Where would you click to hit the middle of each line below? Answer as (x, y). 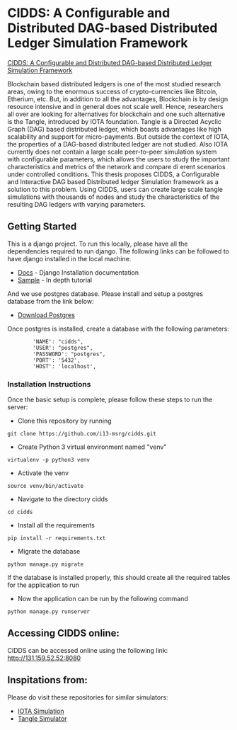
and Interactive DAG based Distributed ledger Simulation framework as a (113, 181)
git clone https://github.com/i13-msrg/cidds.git (82, 434)
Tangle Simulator (42, 718)
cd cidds (20, 512)
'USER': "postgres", (63, 348)
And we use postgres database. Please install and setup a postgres (105, 293)
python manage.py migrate (45, 564)
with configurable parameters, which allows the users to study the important (118, 159)
